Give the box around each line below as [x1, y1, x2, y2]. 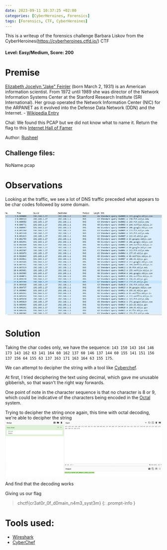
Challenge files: [5, 149, 55, 157]
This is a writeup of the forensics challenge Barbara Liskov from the [5, 33, 144, 39]
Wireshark [12, 534, 34, 540]
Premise [5, 67, 40, 78]
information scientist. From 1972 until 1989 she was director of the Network [5, 89, 159, 95]
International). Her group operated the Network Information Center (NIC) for [5, 99, 161, 105]
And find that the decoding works [5, 481, 74, 487]
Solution [5, 328, 41, 339]
